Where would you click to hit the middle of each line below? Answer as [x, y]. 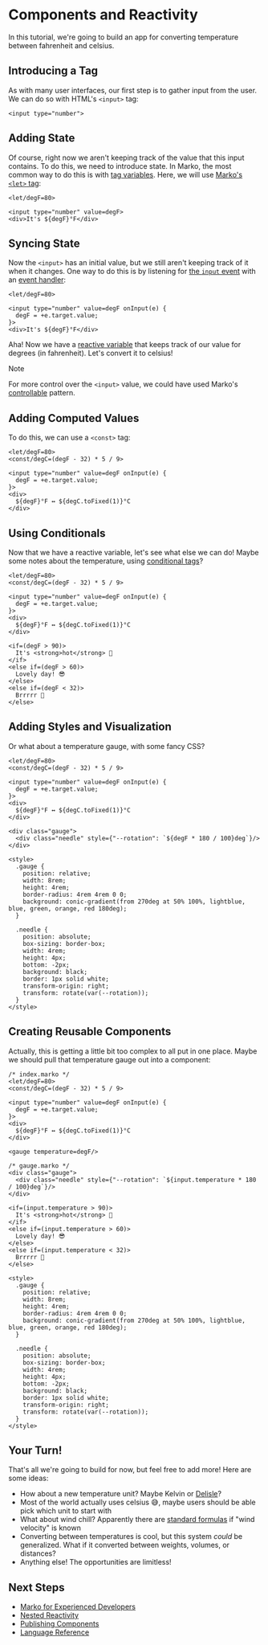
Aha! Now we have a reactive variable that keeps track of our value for [125, 345]
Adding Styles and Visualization [90, 727]
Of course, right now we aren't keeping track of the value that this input [126, 158]
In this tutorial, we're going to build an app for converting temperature [124, 37]
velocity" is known [51, 1528]
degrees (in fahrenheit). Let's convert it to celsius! [91, 353]
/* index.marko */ [39, 1074]
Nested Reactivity [49, 1615]
